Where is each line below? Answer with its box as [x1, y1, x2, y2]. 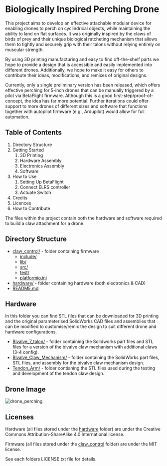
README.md [12, 285, 39, 291]
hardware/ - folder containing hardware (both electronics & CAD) [12, 280, 146, 286]
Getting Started [12, 146, 44, 153]
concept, [5, 97, 24, 103]
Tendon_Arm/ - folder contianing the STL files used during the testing [12, 365, 156, 371]
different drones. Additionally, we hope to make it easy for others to [5, 66, 144, 73]
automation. [5, 113, 30, 119]
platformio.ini [19, 274, 47, 280]
